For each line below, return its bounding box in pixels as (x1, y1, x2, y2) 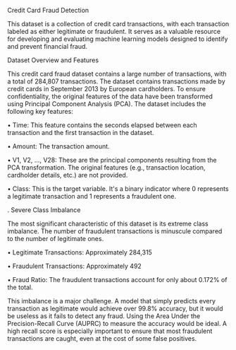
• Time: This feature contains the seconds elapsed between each (7, 121, 197, 129)
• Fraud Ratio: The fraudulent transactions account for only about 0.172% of (7, 276, 228, 284)
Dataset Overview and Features (7, 56, 99, 64)
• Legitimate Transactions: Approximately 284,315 (7, 248, 153, 257)
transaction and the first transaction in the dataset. (7, 129, 154, 136)
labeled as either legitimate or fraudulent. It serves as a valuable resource (7, 28, 221, 35)
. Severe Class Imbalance (7, 206, 81, 214)
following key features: (7, 107, 74, 115)
